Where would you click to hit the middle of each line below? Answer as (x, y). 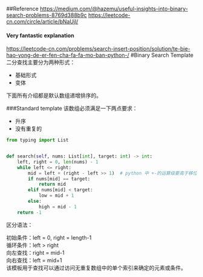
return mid (52, 184)
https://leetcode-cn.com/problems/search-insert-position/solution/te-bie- (98, 49)
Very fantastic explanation (40, 35)
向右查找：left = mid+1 (34, 260)
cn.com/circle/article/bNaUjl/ (42, 21)
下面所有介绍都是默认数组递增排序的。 (54, 95)
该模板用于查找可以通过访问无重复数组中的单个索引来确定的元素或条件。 (96, 267)
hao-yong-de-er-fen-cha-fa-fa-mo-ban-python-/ (68, 55)
